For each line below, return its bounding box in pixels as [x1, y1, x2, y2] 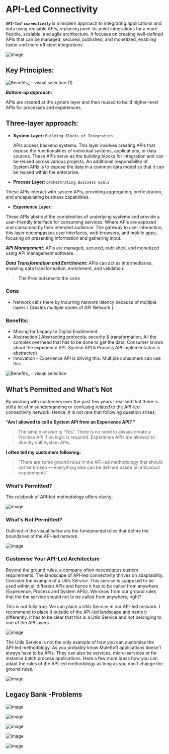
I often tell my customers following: [6, 449, 81, 455]
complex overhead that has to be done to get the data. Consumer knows [13, 339, 163, 345]
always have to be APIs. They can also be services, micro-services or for [6, 650, 157, 656]
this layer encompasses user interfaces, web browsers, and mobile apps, [6, 230, 157, 236]
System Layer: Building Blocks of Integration [13, 132, 113, 138]
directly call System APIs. [18, 439, 71, 445]
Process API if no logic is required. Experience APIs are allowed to [18, 434, 155, 440]
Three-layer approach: [6, 119, 78, 128]
